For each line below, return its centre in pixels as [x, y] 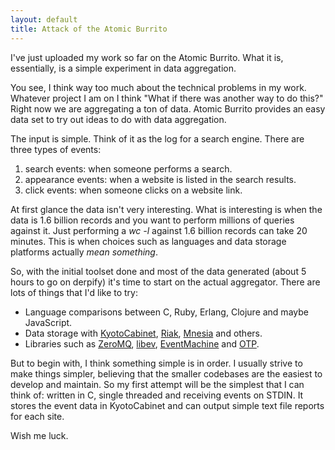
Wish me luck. [39, 435]
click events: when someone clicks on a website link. [133, 190]
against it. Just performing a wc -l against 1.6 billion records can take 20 [159, 230]
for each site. [37, 416]
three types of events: [56, 149]
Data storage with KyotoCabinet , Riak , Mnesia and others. [143, 333]
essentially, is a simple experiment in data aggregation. [123, 68]
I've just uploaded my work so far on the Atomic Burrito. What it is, [147, 57]
